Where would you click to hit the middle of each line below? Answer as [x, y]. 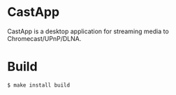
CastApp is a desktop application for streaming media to [88, 31]
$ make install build [39, 85]
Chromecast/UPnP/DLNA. [44, 38]
